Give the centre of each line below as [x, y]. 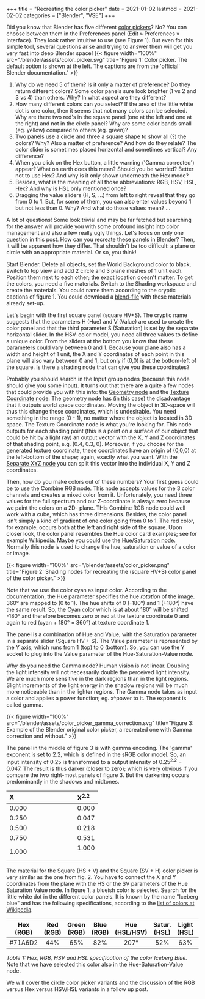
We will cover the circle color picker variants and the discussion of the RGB [101, 982]
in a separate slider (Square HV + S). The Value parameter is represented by [102, 641]
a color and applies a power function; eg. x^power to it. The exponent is [96, 698]
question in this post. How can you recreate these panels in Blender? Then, [101, 239]
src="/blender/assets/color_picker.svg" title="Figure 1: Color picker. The [97, 60]
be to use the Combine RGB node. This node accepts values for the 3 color [101, 488]
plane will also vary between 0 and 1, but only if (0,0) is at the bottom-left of [102, 361]
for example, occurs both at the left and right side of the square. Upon [94, 527]
